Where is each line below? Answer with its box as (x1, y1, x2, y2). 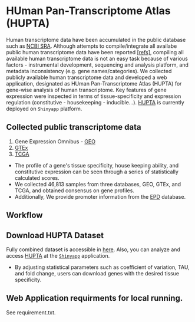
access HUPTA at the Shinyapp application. (6, 252, 110, 259)
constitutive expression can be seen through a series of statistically (14, 168, 179, 175)
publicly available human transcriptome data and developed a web (6, 74, 167, 81)
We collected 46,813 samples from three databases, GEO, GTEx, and (14, 180, 181, 188)
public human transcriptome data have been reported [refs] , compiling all (6, 48, 184, 55)
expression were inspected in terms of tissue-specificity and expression (6, 93, 181, 100)
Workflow (6, 211, 43, 221)
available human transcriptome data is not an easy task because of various (6, 55, 189, 62)
